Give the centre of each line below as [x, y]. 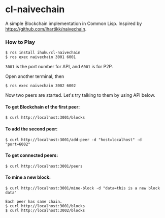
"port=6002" [18, 144]
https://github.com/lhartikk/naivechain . [46, 29]
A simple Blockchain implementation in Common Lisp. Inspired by [74, 23]
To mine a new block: [28, 177]
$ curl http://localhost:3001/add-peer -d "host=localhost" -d [74, 140]
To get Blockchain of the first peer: [43, 107]
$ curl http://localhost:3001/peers [44, 166]
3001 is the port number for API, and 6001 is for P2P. [59, 67]
